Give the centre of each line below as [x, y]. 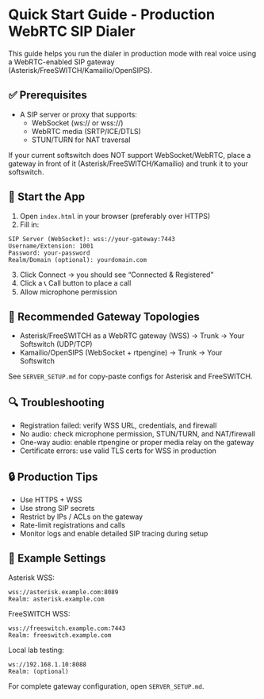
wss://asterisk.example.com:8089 [63, 592]
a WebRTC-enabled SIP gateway [61, 62]
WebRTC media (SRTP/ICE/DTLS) [86, 131]
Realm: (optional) [38, 671]
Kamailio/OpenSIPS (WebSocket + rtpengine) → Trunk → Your [121, 353]
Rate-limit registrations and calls [72, 525]
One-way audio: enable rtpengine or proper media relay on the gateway [137, 443]
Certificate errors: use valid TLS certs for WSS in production [118, 451]
